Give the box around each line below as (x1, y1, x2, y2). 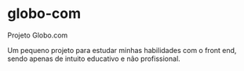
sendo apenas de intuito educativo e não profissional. (7, 54, 181, 63)
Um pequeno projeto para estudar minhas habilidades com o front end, (7, 45, 237, 55)
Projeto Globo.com (7, 30, 68, 40)
